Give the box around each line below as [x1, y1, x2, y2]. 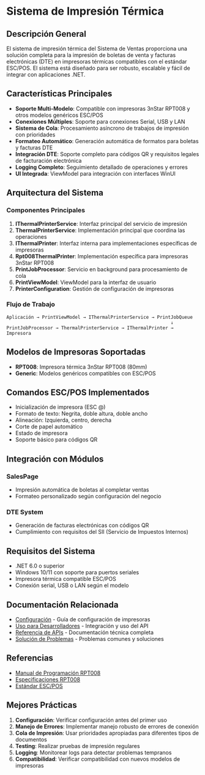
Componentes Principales [6, 206, 86, 215]
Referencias [6, 653, 54, 664]
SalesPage [6, 472, 39, 481]
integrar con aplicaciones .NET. [6, 71, 86, 78]
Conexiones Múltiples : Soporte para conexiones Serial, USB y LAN [15, 118, 185, 125]
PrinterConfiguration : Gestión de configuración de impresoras [15, 285, 174, 292]
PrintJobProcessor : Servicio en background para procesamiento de [15, 265, 188, 273]
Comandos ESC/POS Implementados [6, 387, 150, 397]
